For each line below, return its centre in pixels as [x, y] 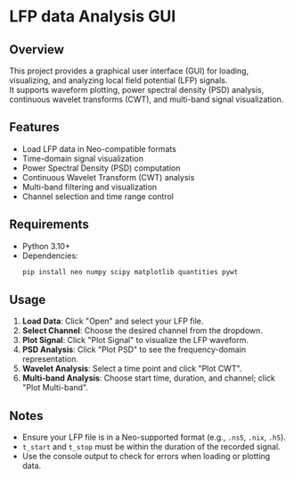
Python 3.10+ [46, 246]
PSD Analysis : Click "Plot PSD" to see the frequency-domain [134, 349]
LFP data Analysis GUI [93, 17]
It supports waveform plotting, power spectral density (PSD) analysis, [137, 90]
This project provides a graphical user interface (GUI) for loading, [129, 71]
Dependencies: [50, 256]
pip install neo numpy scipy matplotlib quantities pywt [130, 272]
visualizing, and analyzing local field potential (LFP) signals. [118, 80]
